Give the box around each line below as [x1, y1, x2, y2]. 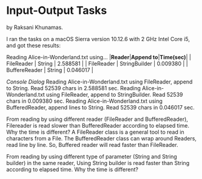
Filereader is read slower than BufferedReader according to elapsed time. [6, 122, 190, 129]
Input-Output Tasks [6, 4, 107, 18]
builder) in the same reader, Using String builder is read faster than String [6, 159, 190, 166]
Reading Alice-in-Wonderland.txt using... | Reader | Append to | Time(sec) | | [6, 53, 191, 60]
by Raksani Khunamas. [6, 24, 64, 31]
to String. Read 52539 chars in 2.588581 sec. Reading [6, 84, 141, 91]
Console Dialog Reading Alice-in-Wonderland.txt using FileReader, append [6, 78, 193, 85]
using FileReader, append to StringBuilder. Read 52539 [46, 91, 183, 98]
